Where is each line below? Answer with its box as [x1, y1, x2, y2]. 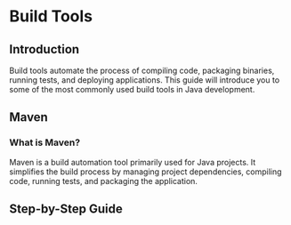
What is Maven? [9, 136, 81, 149]
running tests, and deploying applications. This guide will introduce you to [9, 75, 280, 85]
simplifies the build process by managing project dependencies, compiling [9, 166, 282, 177]
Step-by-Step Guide [9, 202, 123, 217]
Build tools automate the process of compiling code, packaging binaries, [9, 65, 275, 76]
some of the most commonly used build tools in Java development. [9, 84, 255, 94]
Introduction [9, 42, 80, 57]
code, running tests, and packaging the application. [9, 175, 198, 186]
